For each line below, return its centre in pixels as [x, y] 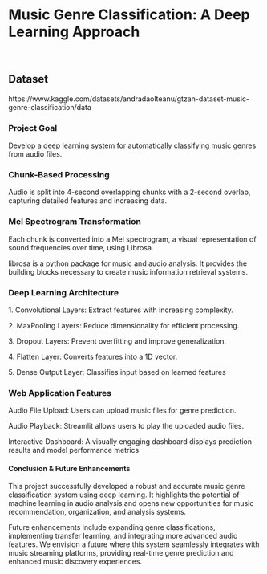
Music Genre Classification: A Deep [129, 15]
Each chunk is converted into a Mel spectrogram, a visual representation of [132, 239]
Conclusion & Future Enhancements [69, 468]
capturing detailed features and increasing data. [88, 201]
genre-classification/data [50, 107]
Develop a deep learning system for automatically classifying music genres [132, 145]
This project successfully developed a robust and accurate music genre [127, 486]
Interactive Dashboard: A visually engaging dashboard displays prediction [130, 442]
